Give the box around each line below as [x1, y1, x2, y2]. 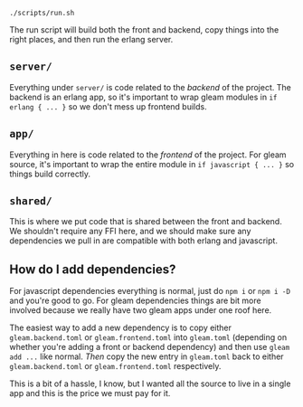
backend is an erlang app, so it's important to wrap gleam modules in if [9, 91, 278, 102]
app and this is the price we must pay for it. [9, 388, 171, 399]
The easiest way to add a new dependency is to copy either [9, 322, 232, 334]
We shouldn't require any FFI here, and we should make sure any [9, 226, 251, 237]
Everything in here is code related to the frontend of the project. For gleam [9, 149, 287, 160]
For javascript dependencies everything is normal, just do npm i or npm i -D [9, 286, 291, 297]
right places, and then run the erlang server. [9, 34, 174, 44]
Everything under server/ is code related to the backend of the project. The [9, 81, 291, 92]
